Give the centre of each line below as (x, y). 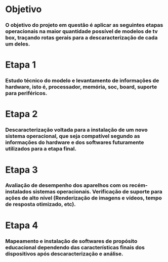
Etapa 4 (22, 225)
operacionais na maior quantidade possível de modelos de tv (81, 31)
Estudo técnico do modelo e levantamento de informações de (82, 81)
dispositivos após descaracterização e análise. (64, 253)
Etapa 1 (21, 65)
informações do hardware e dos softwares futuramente (75, 142)
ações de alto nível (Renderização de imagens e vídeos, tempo (83, 198)
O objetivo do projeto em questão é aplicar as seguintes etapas (84, 25)
